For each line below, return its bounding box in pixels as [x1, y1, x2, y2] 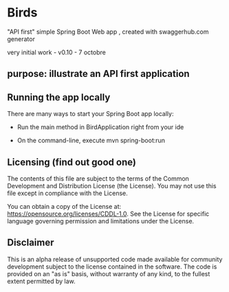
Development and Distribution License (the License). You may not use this [7, 181, 217, 190]
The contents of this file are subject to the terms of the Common [7, 174, 189, 183]
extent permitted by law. [7, 277, 76, 285]
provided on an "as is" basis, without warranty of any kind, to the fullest [7, 269, 210, 278]
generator [7, 34, 36, 43]
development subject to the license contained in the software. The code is [7, 262, 217, 271]
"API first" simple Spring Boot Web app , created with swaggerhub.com [7, 27, 209, 36]
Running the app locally [7, 91, 111, 103]
